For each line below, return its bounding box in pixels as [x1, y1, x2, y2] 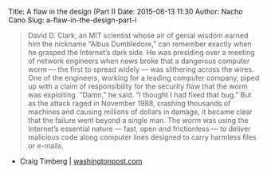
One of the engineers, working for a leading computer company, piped [27, 73, 260, 82]
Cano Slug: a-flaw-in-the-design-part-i [8, 15, 137, 25]
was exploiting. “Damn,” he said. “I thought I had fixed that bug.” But [27, 90, 252, 99]
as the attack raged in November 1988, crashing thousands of [27, 99, 231, 108]
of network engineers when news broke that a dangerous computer [27, 56, 250, 65]
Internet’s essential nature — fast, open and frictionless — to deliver [27, 124, 251, 133]
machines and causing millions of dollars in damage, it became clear [27, 107, 253, 117]
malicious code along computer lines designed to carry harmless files [27, 132, 257, 142]
